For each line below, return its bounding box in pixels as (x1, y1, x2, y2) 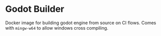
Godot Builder (5, 3, 65, 15)
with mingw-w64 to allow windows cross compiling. (5, 25, 109, 31)
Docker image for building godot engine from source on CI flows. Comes (5, 20, 156, 26)
